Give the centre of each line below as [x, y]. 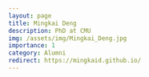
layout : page [30, 16]
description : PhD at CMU [50, 30]
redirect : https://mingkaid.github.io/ [75, 61]
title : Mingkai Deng [43, 23]
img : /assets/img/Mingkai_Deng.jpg [68, 38]
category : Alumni [37, 53]
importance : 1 [32, 46]
